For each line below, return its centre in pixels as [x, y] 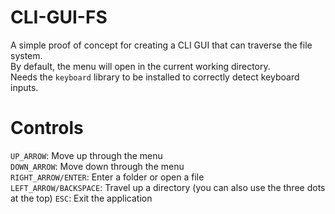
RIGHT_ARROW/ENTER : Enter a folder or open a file [107, 177]
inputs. [24, 87]
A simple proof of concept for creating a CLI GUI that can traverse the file [161, 45]
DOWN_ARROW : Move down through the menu [97, 166]
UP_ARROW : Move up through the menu [86, 155]
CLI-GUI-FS [59, 17]
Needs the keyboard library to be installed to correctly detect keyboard [155, 77]
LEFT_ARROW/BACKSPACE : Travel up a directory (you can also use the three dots [168, 187]
